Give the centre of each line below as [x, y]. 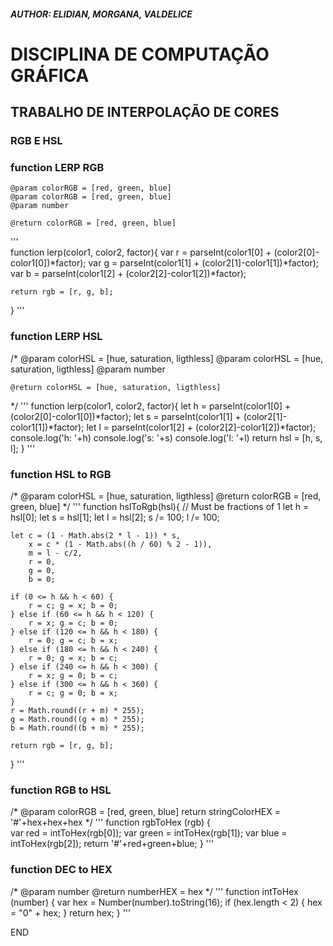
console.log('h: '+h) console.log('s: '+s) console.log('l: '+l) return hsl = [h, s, [166, 437]
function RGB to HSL [61, 790]
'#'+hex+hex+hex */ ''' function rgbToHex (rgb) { [110, 822]
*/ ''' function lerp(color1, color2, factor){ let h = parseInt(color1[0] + [151, 406]
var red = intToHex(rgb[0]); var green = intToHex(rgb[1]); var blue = [149, 833]
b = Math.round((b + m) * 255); [77, 728]
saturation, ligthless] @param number [88, 369]
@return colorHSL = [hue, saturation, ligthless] [116, 387]
